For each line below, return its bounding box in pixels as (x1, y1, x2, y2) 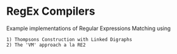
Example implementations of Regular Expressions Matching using (6, 25, 171, 32)
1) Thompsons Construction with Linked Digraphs (6, 36, 132, 42)
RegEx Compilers (6, 4, 96, 18)
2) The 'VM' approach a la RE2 (6, 42, 86, 48)
